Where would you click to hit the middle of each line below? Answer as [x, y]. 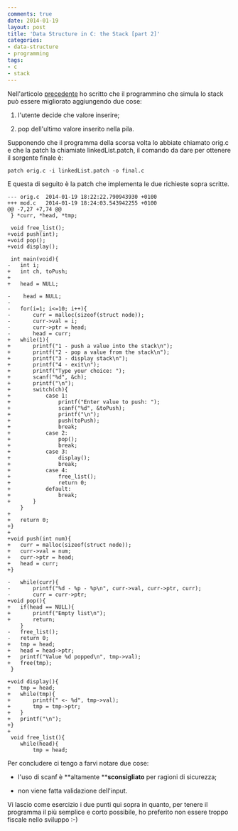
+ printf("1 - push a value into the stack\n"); [90, 346]
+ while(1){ [28, 340]
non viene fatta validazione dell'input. [72, 791]
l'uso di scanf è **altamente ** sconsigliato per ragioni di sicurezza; [117, 777]
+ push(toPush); [54, 420]
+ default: [39, 489]
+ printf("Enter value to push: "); [84, 402]
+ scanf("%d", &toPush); [66, 408]
